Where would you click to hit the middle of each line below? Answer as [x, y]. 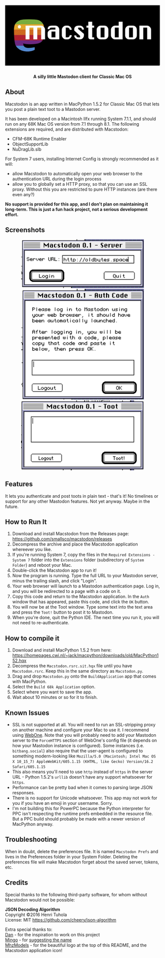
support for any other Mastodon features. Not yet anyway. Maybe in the [78, 501]
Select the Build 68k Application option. [54, 687]
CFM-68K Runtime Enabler [39, 138]
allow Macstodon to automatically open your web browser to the [77, 173]
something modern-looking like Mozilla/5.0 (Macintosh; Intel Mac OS [84, 756]
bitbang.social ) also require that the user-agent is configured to [78, 751]
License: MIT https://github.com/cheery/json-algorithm [61, 920]
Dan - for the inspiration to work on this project [53, 934]
